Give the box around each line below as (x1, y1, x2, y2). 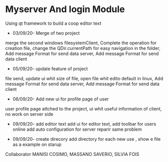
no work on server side (5, 111, 54, 117)
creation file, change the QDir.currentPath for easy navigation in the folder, (5, 45, 161, 51)
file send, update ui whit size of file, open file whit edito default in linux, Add (5, 75, 163, 81)
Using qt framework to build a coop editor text (5, 20, 102, 26)
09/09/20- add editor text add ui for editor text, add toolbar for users (12, 121, 156, 127)
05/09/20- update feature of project (12, 66, 88, 72)
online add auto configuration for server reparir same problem (12, 126, 142, 132)
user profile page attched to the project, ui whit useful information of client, (5, 105, 162, 112)
